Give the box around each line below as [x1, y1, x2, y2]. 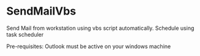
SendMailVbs [6, 4, 76, 18]
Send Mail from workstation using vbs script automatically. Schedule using [6, 24, 194, 32]
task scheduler [6, 30, 44, 38]
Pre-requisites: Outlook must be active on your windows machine [6, 43, 171, 50]
